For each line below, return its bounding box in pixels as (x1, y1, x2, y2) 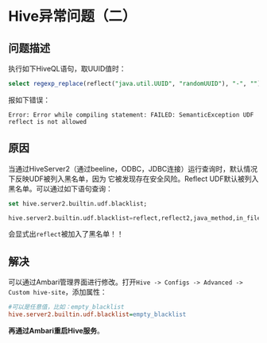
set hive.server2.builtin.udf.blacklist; (8, 199, 148, 207)
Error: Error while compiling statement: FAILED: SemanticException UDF (8, 110, 254, 119)
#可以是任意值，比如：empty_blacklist (8, 303, 125, 311)
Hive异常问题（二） (8, 7, 137, 25)
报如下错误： (8, 94, 50, 104)
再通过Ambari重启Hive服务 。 (8, 326, 105, 335)
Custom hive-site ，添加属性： (8, 287, 107, 297)
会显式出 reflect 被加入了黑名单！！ (8, 229, 125, 239)
